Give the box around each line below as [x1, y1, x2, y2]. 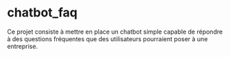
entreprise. [7, 42, 38, 50]
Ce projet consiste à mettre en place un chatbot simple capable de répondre [7, 27, 223, 36]
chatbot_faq [7, 5, 78, 21]
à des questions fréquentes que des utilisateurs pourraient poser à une [7, 34, 208, 43]
